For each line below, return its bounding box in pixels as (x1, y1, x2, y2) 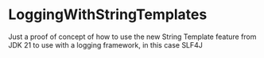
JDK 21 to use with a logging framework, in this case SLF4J (8, 40, 203, 49)
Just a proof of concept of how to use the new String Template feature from (8, 32, 257, 41)
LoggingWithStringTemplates (8, 6, 208, 24)
